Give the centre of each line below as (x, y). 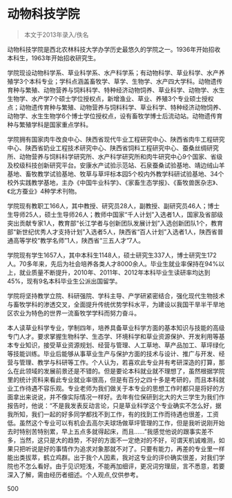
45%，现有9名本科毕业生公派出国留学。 (64, 281)
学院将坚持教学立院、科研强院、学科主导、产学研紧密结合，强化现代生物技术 (116, 295)
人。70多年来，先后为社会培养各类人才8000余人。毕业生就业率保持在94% (113, 264)
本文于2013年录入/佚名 (56, 35)
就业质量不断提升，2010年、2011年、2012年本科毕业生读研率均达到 (115, 272)
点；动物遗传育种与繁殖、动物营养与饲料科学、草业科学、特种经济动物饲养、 (116, 107)
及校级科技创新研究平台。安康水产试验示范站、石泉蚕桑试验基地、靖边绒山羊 (116, 165)
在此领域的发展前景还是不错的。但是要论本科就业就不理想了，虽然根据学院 (119, 371)
